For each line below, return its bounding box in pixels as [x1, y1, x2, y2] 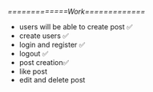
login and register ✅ [18, 40, 86, 49]
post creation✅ [18, 58, 70, 67]
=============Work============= [7, 7, 146, 16]
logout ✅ [18, 49, 49, 58]
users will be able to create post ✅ [18, 22, 133, 31]
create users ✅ [18, 31, 69, 40]
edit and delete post [18, 75, 86, 84]
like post [18, 67, 47, 76]
